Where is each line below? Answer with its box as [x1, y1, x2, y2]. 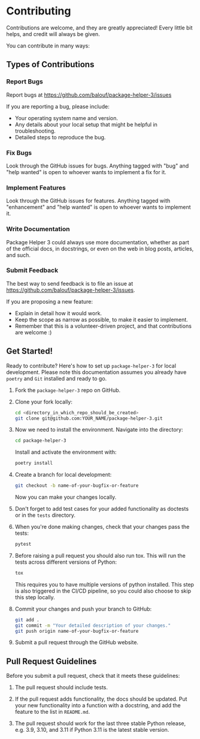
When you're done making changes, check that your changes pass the [14, 523, 190, 530]
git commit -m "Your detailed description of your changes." [14, 623, 171, 629]
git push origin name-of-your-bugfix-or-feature [14, 628, 139, 634]
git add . [14, 617, 40, 623]
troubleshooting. [14, 127, 56, 134]
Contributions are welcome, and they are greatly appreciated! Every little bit [6, 24, 193, 31]
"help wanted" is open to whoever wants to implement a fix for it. [6, 168, 166, 175]
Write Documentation [6, 225, 70, 234]
